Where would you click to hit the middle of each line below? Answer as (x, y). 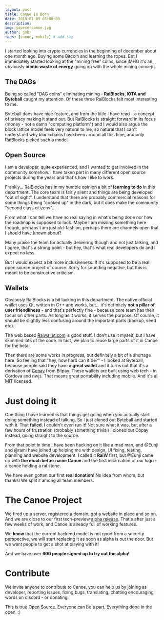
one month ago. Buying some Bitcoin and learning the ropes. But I (71, 56)
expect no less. (20, 252)
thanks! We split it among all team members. (50, 480)
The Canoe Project (43, 500)
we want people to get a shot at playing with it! (52, 544)
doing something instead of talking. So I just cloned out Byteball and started (81, 420)
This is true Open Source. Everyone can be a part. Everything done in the (79, 607)
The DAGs (21, 82)
